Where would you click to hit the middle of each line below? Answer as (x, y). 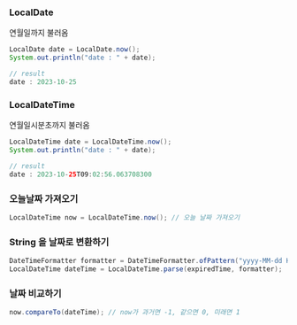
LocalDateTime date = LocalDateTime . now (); (91, 142)
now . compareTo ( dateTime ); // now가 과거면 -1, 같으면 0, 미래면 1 (125, 313)
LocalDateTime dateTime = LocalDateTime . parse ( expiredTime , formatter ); (146, 269)
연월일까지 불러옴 (39, 33)
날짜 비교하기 (35, 293)
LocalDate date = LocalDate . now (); (75, 50)
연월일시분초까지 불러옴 (49, 125)
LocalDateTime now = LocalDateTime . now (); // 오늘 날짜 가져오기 (125, 217)
